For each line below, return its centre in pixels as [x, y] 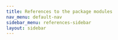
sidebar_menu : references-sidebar [49, 22]
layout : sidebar [26, 28]
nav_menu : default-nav [34, 17]
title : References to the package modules [59, 11]
